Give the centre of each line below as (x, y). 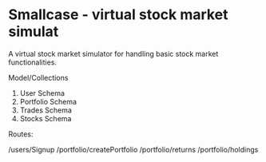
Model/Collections (38, 77)
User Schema (42, 93)
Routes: (21, 134)
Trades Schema (46, 110)
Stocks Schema (46, 118)
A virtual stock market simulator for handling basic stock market (113, 53)
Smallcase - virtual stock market (118, 15)
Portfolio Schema (48, 101)
